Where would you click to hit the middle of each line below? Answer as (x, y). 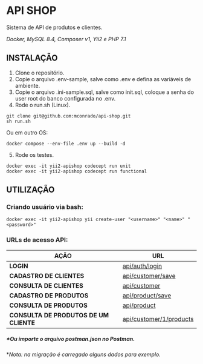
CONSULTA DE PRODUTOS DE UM (59, 315)
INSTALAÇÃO (32, 58)
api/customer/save (149, 276)
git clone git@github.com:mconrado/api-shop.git (69, 116)
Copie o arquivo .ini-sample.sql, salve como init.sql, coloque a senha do (105, 92)
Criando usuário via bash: (45, 207)
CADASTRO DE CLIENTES (47, 276)
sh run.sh (19, 121)
